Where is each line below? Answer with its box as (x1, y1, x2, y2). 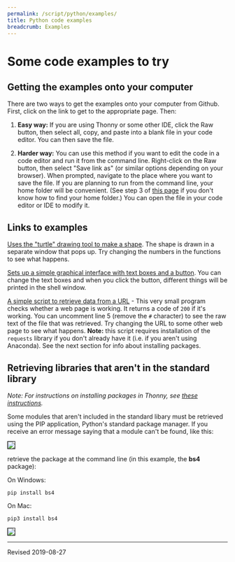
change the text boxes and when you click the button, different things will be (7, 276, 228, 284)
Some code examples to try (7, 53, 170, 69)
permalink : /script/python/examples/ (7, 10, 117, 17)
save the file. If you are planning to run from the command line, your (17, 179, 213, 188)
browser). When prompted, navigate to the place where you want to (17, 171, 213, 180)
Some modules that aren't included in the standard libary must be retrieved (7, 412, 224, 421)
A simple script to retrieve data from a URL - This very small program (7, 297, 206, 305)
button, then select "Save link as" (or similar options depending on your (17, 164, 224, 172)
